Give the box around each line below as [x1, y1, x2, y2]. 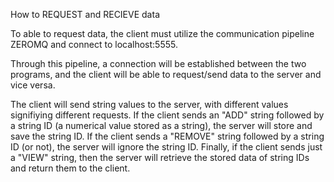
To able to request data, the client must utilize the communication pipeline [10, 28, 315, 39]
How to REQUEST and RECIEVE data [10, 9, 160, 20]
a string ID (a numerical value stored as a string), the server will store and [10, 120, 313, 131]
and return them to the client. [10, 162, 131, 174]
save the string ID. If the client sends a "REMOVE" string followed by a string [10, 130, 325, 142]
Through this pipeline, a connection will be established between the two [10, 58, 307, 69]
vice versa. [10, 79, 56, 91]
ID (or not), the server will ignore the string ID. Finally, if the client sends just [10, 141, 323, 153]
